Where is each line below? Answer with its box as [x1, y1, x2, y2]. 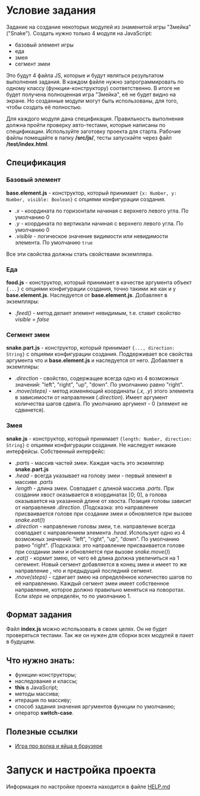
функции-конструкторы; [14, 671, 77, 678]
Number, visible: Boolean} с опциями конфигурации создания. [6, 195, 166, 203]
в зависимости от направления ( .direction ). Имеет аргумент [14, 394, 168, 401]
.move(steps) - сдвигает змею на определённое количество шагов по [14, 573, 192, 581]
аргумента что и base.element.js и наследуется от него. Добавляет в [6, 357, 183, 364]
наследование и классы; [14, 678, 78, 685]
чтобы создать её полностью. [6, 103, 82, 110]
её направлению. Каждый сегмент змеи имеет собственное [14, 579, 170, 587]
